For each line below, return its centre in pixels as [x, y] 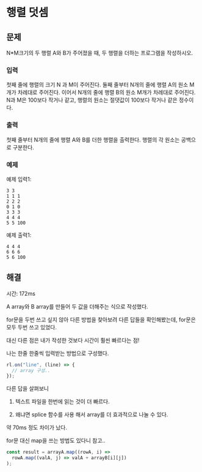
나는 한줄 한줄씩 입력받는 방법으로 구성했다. [58, 353]
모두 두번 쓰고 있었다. [31, 327]
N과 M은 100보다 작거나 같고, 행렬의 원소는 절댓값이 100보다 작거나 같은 [92, 100]
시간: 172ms [21, 293]
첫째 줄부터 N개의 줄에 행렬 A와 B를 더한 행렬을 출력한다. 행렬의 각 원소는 [93, 140]
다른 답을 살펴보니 [27, 389]
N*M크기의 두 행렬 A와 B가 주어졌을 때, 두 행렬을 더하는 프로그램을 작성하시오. [100, 53]
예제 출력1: [19, 235]
